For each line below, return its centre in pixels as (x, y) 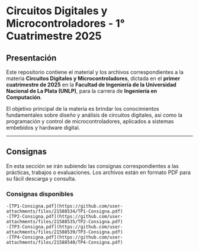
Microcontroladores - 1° (66, 23)
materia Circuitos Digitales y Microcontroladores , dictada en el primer (93, 78)
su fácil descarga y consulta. (41, 178)
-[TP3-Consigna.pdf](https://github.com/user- (65, 227)
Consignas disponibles (40, 194)
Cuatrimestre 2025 (54, 36)
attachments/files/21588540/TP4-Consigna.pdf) (65, 243)
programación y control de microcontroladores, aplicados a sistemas (90, 121)
